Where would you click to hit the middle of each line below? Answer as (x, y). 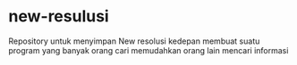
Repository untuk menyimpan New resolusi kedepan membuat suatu (134, 41)
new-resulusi (59, 16)
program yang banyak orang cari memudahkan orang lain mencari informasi (148, 50)
